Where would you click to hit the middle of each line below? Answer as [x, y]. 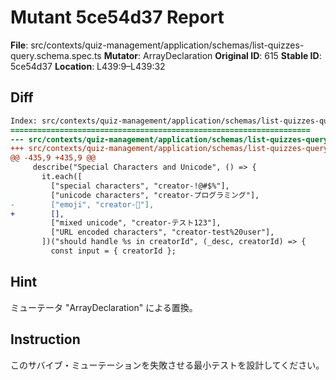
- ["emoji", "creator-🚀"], [82, 204]
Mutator [121, 55]
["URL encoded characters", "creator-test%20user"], [162, 232]
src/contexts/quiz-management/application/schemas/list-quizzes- [167, 45]
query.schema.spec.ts [56, 55]
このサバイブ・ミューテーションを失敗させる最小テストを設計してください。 [167, 365]
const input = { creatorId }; [113, 251]
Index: [24, 121]
